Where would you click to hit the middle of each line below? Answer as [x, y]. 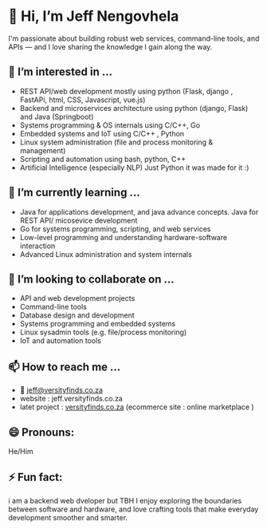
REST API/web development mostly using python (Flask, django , [126, 91]
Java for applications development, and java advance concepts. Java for [139, 211]
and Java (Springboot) [57, 116]
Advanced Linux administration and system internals [106, 254]
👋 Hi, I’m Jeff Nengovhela [94, 16]
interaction [37, 246]
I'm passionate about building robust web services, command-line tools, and [134, 38]
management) [43, 150]
